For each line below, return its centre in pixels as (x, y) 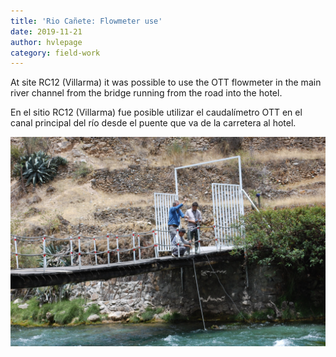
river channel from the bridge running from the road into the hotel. (146, 93)
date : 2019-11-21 (46, 31)
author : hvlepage (46, 42)
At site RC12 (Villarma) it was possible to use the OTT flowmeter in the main (166, 82)
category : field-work (55, 53)
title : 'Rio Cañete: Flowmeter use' (86, 21)
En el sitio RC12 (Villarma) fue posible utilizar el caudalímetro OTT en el (156, 112)
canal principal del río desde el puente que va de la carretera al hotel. (153, 123)
